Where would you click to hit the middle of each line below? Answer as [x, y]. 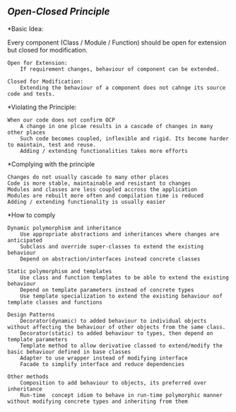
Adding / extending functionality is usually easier [87, 202]
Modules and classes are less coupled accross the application [102, 189]
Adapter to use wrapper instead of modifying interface [104, 358]
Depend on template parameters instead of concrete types [107, 290]
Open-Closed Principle [59, 12]
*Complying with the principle [51, 164]
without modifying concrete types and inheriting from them [98, 401]
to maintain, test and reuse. [52, 144]
